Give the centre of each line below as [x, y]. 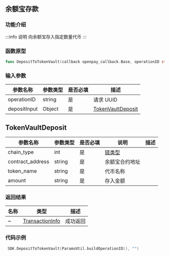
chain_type [21, 152]
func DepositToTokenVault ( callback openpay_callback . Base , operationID [82, 62]
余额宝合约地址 [122, 162]
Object [51, 109]
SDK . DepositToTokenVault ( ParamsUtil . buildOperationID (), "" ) [73, 248]
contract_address [29, 162]
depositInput [23, 109]
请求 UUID [105, 100]
